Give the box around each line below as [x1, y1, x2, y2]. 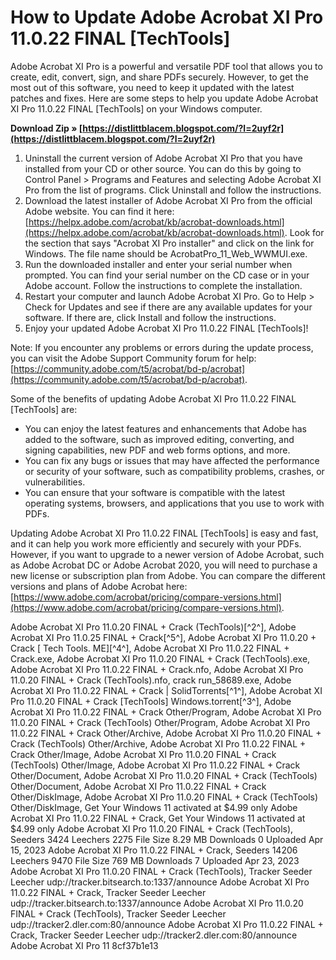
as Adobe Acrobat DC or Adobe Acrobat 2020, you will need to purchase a [10, 559, 318, 571]
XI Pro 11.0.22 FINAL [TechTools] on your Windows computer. [10, 102, 263, 115]
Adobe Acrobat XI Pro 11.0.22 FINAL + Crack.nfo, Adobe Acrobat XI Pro [10, 663, 304, 675]
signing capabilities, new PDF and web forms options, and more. [24, 444, 291, 456]
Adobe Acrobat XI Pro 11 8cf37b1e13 [10, 939, 159, 951]
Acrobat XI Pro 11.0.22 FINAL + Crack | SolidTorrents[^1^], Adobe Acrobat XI [10, 684, 323, 696]
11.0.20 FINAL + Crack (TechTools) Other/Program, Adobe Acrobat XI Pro [10, 716, 311, 728]
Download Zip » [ [10, 122, 83, 134]
